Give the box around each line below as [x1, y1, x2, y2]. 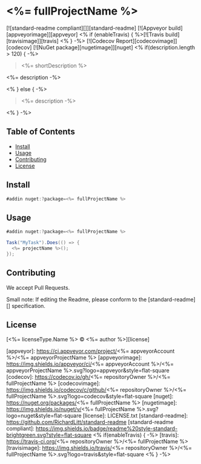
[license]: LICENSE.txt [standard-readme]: [82, 412, 188, 420]
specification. [12, 302, 45, 309]
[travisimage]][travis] [6, 37, 59, 44]
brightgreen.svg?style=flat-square [6, 431, 92, 438]
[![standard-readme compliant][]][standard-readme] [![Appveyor [6, 24, 168, 32]
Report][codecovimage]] [116, 37, 177, 44]
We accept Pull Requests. [6, 284, 70, 291]
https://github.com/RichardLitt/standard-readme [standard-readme [6, 418, 174, 426]
